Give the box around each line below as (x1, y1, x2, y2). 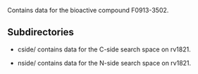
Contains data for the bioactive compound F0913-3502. (7, 6, 169, 14)
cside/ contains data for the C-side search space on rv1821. (17, 45, 192, 54)
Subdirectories (7, 26, 74, 38)
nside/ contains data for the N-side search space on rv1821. (17, 58, 192, 67)
